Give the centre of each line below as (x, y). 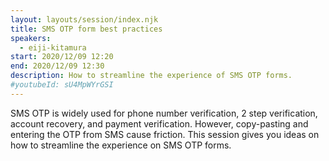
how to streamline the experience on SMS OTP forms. (121, 145)
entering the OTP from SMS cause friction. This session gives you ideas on (165, 134)
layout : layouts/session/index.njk (84, 19)
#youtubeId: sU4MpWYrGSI (62, 85)
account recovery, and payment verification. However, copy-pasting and (159, 123)
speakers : (31, 38)
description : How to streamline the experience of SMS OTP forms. (151, 76)
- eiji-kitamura (53, 47)
